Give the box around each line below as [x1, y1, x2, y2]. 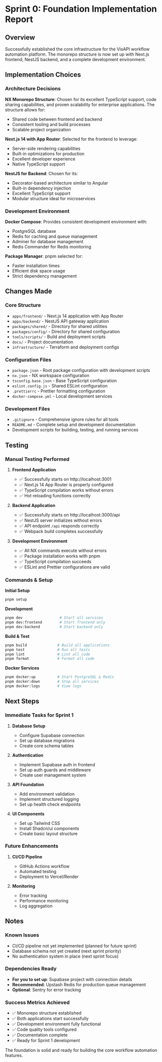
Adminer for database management [12, 238, 84, 245]
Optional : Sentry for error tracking [12, 987, 81, 993]
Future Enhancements [5, 843, 58, 850]
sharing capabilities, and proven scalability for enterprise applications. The [5, 102, 155, 107]
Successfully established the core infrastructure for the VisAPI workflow [5, 46, 150, 52]
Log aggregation [19, 903, 53, 909]
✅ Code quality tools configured [12, 1026, 77, 1033]
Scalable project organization [12, 126, 71, 132]
